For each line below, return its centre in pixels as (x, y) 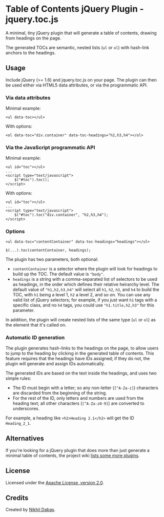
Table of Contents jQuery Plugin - (75, 9)
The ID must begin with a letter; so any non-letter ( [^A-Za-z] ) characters (85, 388)
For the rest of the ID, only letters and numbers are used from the (78, 398)
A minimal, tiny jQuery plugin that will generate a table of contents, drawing (81, 33)
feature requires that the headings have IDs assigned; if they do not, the (78, 358)
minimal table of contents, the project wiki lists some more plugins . (72, 455)
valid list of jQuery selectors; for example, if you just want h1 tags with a (85, 300)
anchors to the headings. (31, 53)
